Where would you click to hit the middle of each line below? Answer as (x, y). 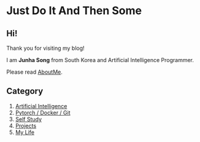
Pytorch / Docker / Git (43, 112)
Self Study (28, 119)
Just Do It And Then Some (74, 11)
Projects (26, 125)
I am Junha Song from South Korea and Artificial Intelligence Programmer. (100, 60)
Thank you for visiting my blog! (45, 48)
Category (25, 91)
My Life (25, 132)
